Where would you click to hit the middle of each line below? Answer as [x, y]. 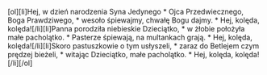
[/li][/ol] [20, 63]
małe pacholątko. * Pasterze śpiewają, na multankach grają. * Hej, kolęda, [130, 37]
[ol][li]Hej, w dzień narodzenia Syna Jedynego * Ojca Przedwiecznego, [125, 12]
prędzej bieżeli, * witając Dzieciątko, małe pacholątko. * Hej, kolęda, [121, 54]
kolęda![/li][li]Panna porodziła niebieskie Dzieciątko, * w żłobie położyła [126, 29]
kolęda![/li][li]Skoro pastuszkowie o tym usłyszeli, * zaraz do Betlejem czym [133, 46]
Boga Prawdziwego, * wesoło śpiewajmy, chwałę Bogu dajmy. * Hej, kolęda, [133, 20]
